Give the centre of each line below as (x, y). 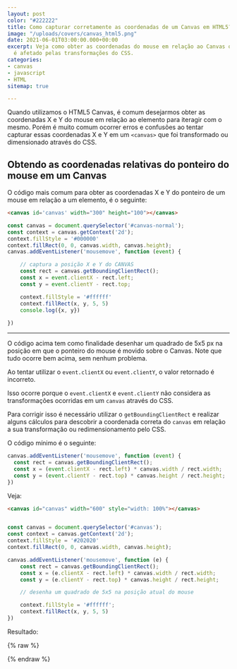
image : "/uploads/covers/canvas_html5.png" (72, 34)
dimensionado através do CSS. (52, 143)
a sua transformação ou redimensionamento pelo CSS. (87, 429)
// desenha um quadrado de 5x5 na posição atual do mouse (107, 592)
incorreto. (22, 380)
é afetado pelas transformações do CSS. (74, 54)
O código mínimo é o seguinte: (52, 443)
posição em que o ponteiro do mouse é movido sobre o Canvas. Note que (115, 351)
